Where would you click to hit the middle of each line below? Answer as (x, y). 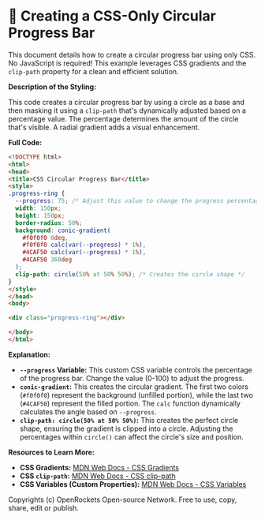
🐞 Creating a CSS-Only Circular (112, 16)
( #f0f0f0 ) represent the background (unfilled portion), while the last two (136, 395)
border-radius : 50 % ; (49, 223)
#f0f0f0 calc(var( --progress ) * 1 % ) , (84, 245)
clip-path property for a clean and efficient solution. (93, 71)
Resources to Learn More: (51, 452)
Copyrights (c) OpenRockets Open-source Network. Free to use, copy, (123, 499)
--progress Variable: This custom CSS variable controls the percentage (136, 369)
